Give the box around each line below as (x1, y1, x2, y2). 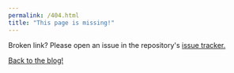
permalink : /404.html (8, 11, 80, 20)
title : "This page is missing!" (8, 19, 115, 27)
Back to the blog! (8, 56, 64, 65)
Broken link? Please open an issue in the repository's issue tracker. (8, 40, 226, 49)
